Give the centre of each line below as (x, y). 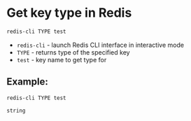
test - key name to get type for (62, 59)
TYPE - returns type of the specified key (73, 52)
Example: (27, 82)
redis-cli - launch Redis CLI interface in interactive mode (100, 45)
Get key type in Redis (69, 13)
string (16, 111)
